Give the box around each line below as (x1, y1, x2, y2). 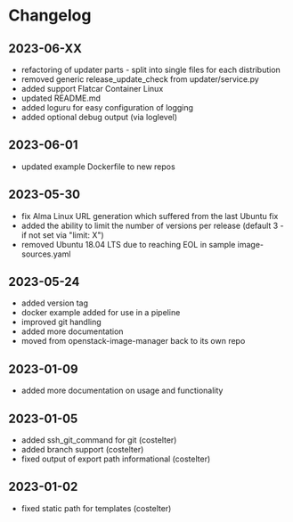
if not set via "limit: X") (20, 229, 104, 241)
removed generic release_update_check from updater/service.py (20, 74, 259, 85)
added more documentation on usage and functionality (20, 385, 224, 396)
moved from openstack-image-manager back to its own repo (20, 336, 246, 347)
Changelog (8, 5, 92, 26)
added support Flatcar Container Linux (20, 84, 164, 94)
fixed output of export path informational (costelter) (20, 453, 211, 464)
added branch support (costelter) (20, 445, 144, 455)
